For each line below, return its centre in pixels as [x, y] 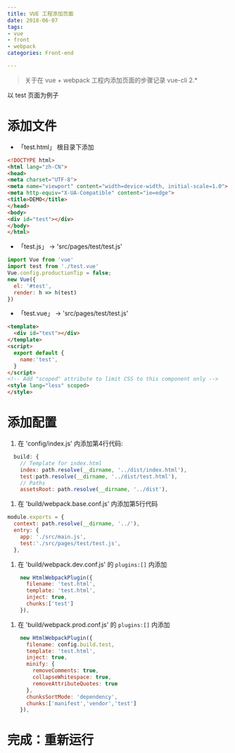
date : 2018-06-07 [33, 20]
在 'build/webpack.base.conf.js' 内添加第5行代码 [88, 504]
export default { [39, 353]
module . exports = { [36, 517]
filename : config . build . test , [70, 645]
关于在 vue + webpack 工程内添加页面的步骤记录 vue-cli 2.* [111, 80]
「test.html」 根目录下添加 [56, 147]
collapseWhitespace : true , [72, 677]
